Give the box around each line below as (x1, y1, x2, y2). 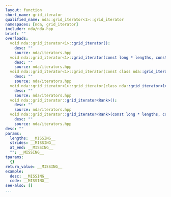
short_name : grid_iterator (5, 12, 63, 17)
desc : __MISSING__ (10, 174, 49, 179)
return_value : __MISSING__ (5, 164, 63, 169)
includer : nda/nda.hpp (5, 27, 53, 32)
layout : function (5, 7, 42, 13)
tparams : (5, 155, 24, 160)
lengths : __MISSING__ (10, 136, 56, 141)
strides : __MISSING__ (10, 140, 56, 145)
